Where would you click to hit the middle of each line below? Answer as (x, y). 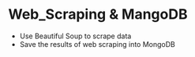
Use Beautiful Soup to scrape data (75, 36)
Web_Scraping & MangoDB (98, 14)
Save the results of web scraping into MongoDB (97, 44)
